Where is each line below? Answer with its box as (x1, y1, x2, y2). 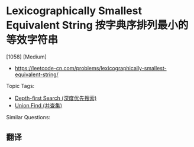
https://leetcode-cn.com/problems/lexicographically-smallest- (14, 64, 167, 71)
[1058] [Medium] (6, 53, 47, 60)
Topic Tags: (6, 82, 35, 89)
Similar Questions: (6, 113, 51, 120)
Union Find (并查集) (14, 102, 63, 109)
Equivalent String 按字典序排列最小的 (6, 19, 189, 32)
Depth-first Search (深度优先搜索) (14, 94, 97, 102)
